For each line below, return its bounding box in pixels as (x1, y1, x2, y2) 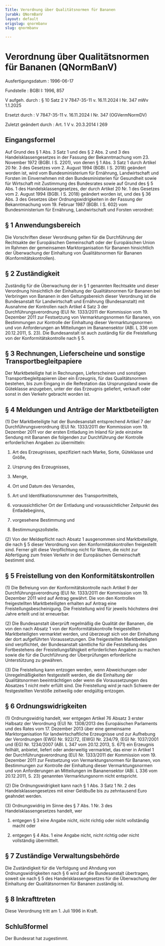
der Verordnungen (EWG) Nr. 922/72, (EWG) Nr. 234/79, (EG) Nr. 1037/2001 (5, 736, 159, 742)
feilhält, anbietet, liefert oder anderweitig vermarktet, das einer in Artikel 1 (5, 746, 154, 752)
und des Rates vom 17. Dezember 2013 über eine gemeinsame (5, 726, 132, 732)
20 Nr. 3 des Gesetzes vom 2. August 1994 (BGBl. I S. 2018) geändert (5, 165, 146, 170)
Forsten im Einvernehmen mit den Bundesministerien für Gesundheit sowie (5, 175, 157, 181)
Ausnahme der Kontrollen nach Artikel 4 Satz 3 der (5, 303, 108, 309)
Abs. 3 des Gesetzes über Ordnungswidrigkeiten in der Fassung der (5, 196, 143, 202)
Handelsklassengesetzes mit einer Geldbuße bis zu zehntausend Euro (5, 787, 147, 793)
